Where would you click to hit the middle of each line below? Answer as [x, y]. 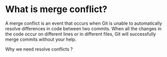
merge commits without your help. [41, 39]
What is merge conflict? [56, 9]
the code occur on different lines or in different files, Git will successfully [81, 34]
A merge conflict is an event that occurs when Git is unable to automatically [84, 23]
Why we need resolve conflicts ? [39, 49]
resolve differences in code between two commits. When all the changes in [83, 28]
